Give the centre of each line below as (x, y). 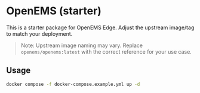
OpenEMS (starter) (54, 11)
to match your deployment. (39, 33)
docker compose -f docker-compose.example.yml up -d (73, 84)
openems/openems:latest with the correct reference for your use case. (106, 51)
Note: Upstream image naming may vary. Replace (82, 45)
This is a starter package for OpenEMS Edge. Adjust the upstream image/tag (100, 27)
